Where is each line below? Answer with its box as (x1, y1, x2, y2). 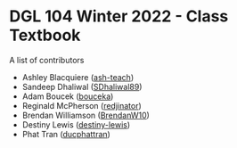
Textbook (9, 25, 81, 45)
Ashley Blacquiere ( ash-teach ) (21, 71, 135, 82)
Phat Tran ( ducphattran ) (21, 128, 111, 139)
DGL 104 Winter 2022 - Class (9, 6, 229, 27)
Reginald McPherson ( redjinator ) (21, 100, 143, 111)
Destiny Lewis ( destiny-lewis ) (21, 119, 131, 130)
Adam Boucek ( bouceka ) (21, 91, 114, 102)
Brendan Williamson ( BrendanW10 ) (21, 110, 150, 120)
